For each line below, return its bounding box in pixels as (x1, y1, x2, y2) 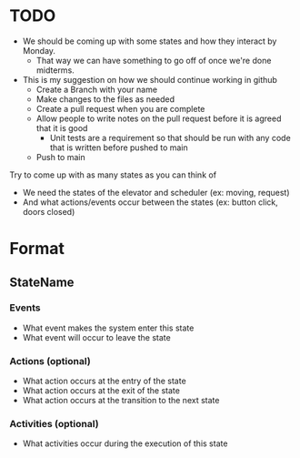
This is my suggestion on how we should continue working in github (22, 74, 277, 85)
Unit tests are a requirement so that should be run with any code (49, 132, 291, 143)
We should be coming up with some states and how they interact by (22, 36, 277, 46)
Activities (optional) (9, 418, 99, 431)
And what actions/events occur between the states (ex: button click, (22, 197, 279, 208)
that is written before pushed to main (49, 142, 188, 153)
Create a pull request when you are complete (35, 103, 205, 114)
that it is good (35, 122, 88, 133)
